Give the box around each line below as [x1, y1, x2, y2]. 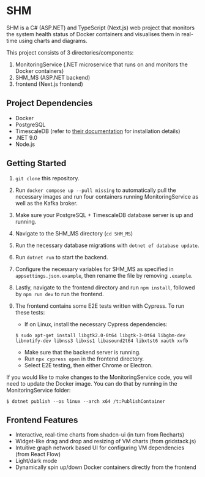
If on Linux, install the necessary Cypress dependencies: [24, 320, 168, 328]
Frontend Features [6, 414, 78, 425]
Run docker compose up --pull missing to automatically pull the [15, 186, 176, 194]
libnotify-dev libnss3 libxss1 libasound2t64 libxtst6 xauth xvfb [15, 338, 188, 344]
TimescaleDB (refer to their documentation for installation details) [15, 127, 181, 135]
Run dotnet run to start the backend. [15, 253, 108, 261]
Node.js [15, 140, 35, 148]
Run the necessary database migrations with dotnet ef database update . [15, 242, 199, 249]
